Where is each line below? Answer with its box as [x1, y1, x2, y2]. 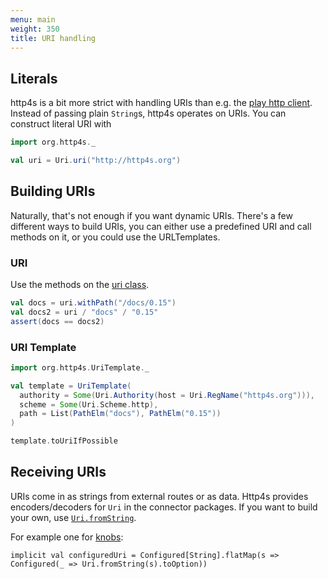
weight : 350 [10, 24, 60, 34]
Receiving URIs [10, 464, 107, 481]
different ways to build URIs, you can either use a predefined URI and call [10, 220, 312, 232]
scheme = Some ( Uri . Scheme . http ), [19, 399, 159, 410]
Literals [10, 70, 58, 87]
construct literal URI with [10, 118, 112, 130]
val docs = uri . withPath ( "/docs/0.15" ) [10, 298, 177, 308]
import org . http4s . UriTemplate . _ [10, 362, 150, 373]
